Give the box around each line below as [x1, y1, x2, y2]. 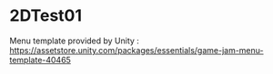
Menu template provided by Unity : [9, 35, 139, 46]
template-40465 [9, 54, 71, 65]
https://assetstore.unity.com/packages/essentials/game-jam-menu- [9, 44, 264, 55]
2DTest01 [9, 5, 83, 26]
